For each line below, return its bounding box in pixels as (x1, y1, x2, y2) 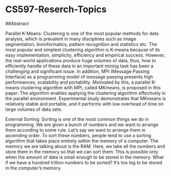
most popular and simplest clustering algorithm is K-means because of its (5, 46, 160, 53)
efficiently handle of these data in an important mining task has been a (5, 63, 154, 69)
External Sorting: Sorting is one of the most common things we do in (5, 116, 149, 122)
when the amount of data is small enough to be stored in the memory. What (5, 154, 164, 160)
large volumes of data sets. (5, 106, 63, 112)
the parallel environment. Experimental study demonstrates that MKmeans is (5, 95, 166, 102)
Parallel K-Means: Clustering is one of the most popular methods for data (5, 30, 159, 36)
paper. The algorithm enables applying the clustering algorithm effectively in (5, 90, 166, 96)
